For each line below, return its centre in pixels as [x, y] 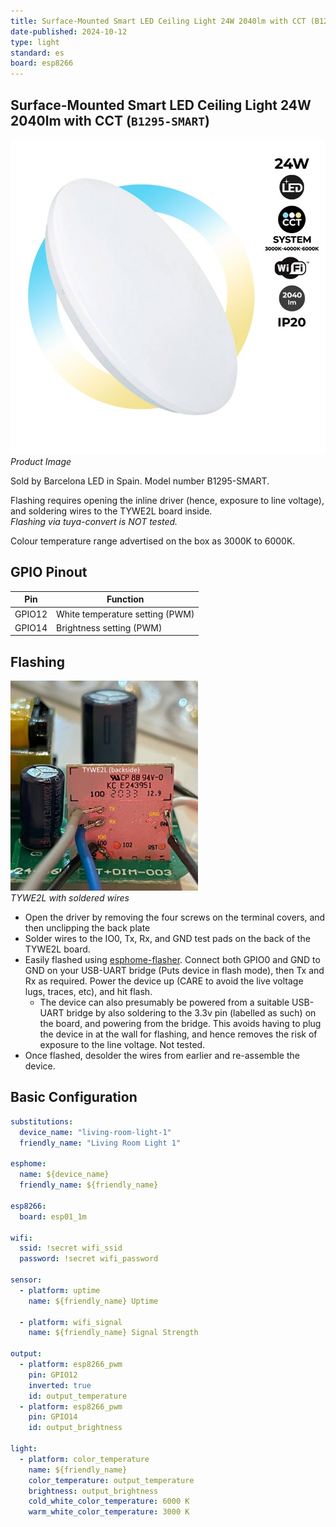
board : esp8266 [42, 63]
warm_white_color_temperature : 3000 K [109, 1512]
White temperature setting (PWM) [125, 614]
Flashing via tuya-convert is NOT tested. [94, 521]
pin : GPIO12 [53, 1375]
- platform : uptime [60, 1290]
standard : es [37, 53]
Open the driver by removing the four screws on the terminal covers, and [175, 917]
